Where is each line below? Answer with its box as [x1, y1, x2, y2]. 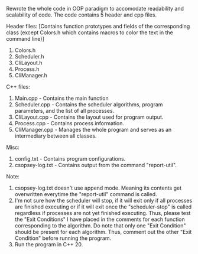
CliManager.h [14, 72, 47, 79]
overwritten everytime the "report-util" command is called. [14, 191, 158, 197]
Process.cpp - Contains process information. [14, 120, 124, 126]
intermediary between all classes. [14, 132, 97, 139]
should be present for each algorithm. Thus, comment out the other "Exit [14, 229, 192, 235]
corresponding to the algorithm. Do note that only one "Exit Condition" [14, 222, 186, 229]
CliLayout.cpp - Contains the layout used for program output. [14, 113, 164, 121]
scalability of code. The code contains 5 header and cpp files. [6, 11, 157, 18]
